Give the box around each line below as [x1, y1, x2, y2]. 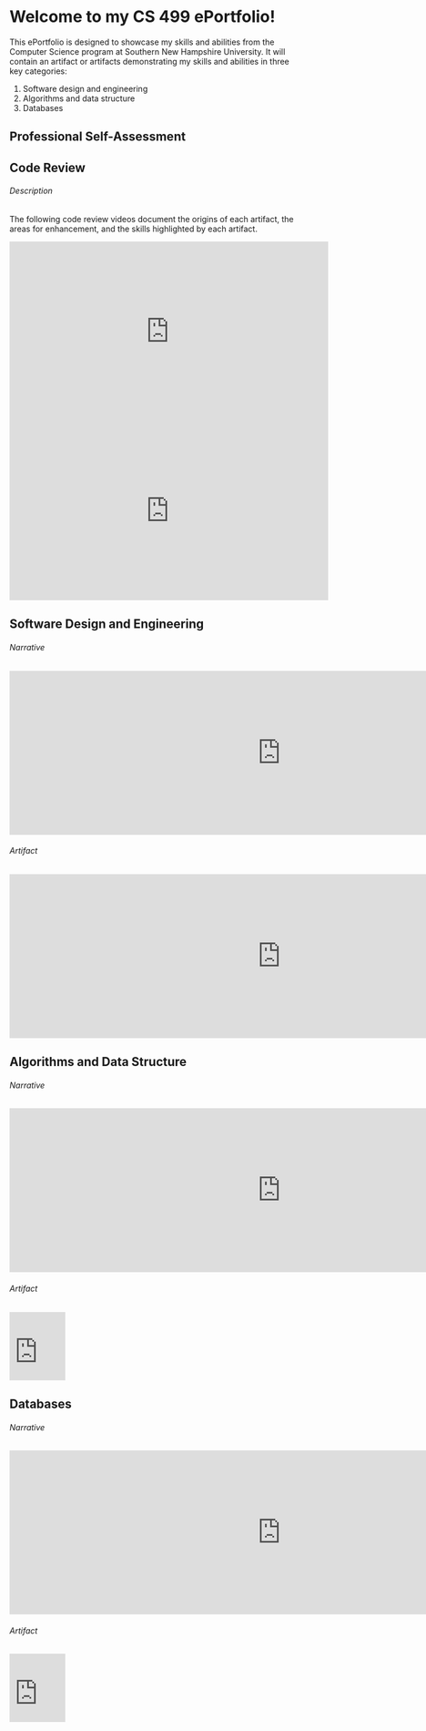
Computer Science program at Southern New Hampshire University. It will [9, 46, 286, 56]
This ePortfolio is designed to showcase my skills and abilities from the [9, 36, 275, 47]
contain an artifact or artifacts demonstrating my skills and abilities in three [9, 56, 289, 67]
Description [9, 185, 53, 197]
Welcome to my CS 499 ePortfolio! [9, 6, 276, 27]
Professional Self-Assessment [9, 129, 187, 145]
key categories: [9, 66, 68, 77]
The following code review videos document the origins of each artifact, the [9, 213, 294, 224]
